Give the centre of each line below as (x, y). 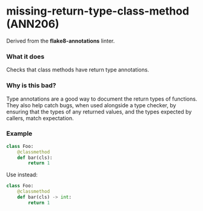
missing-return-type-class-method (98, 11)
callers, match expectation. (40, 118)
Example (19, 133)
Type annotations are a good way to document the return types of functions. (102, 99)
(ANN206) (33, 24)
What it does (25, 56)
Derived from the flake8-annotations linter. (61, 41)
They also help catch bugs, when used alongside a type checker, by (91, 105)
